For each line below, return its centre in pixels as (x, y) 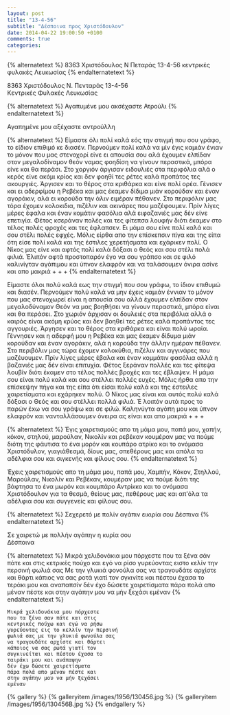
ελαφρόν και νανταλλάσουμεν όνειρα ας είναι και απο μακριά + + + (106, 416)
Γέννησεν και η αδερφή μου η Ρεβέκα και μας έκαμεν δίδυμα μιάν (101, 336)
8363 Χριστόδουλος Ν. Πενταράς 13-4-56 (68, 86)
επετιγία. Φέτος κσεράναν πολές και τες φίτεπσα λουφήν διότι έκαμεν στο (114, 220)
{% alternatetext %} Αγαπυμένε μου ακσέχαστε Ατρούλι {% (92, 106)
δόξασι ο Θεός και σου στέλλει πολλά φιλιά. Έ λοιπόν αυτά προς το (105, 401)
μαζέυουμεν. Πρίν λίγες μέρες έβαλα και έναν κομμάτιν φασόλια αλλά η (113, 357)
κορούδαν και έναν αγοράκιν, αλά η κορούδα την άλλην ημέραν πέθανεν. (114, 343)
